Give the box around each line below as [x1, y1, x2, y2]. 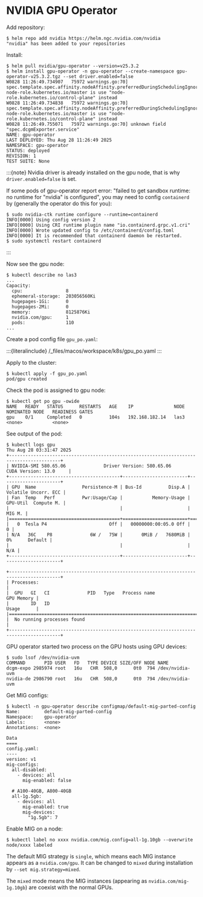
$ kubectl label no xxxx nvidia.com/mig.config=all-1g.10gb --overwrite [6, 837, 193, 843]
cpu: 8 [11, 288, 69, 294]
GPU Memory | [6, 595, 39, 601]
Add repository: [6, 24, 45, 31]
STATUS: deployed [6, 148, 50, 154]
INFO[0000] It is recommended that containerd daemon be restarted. [6, 232, 182, 239]
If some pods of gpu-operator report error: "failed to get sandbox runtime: [6, 187, 190, 194]
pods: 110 [11, 319, 74, 325]
